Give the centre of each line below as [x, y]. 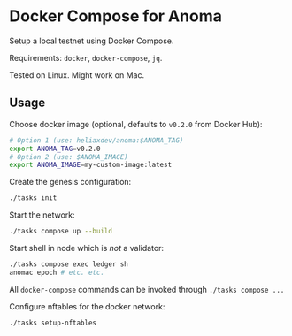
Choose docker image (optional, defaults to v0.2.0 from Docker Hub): [136, 124]
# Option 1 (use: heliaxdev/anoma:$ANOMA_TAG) [96, 140]
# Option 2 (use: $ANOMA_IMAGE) [69, 157]
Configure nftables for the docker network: [87, 306]
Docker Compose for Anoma [116, 16]
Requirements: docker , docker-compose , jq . [86, 57]
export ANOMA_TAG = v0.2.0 [55, 149]
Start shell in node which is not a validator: [87, 248]
